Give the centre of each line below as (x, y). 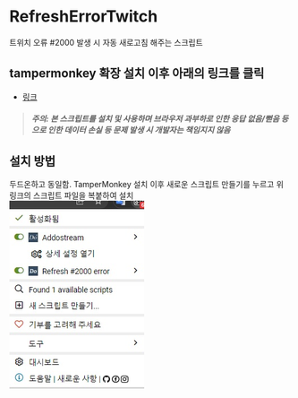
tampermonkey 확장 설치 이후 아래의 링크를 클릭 (137, 74)
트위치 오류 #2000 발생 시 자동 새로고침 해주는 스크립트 (106, 42)
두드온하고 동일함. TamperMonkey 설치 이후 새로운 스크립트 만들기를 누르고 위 (147, 185)
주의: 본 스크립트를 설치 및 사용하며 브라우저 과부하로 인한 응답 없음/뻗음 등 (160, 119)
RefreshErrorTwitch (84, 17)
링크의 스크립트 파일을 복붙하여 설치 (72, 195)
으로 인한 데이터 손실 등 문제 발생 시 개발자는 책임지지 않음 (131, 130)
